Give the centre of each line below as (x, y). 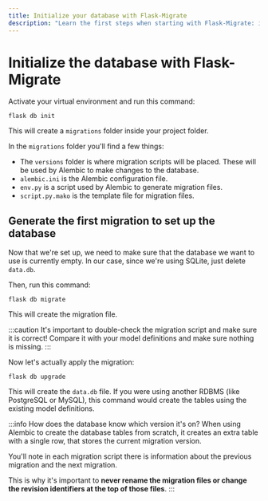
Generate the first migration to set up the (112, 221)
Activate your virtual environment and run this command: (102, 101)
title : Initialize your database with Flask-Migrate (98, 16)
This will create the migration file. (63, 314)
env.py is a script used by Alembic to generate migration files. (121, 187)
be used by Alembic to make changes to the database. (109, 170)
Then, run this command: (49, 285)
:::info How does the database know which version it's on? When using (125, 424)
